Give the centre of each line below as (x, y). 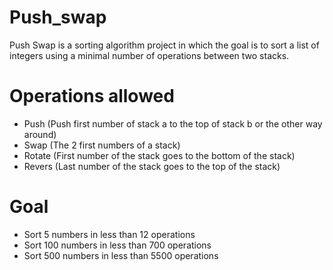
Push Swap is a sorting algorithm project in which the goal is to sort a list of (164, 45)
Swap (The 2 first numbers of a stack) (102, 145)
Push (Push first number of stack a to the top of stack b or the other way (173, 123)
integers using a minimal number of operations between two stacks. (149, 55)
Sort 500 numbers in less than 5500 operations (121, 255)
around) (40, 134)
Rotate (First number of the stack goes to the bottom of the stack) (159, 155)
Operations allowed (92, 96)
